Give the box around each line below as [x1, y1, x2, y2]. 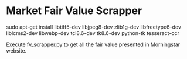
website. [6, 47, 27, 54]
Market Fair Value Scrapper [6, 4, 142, 18]
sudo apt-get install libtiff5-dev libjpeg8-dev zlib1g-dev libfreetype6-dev [6, 23, 182, 30]
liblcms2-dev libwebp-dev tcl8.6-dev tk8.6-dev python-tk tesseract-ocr [6, 29, 180, 36]
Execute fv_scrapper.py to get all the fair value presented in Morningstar [6, 41, 181, 48]
